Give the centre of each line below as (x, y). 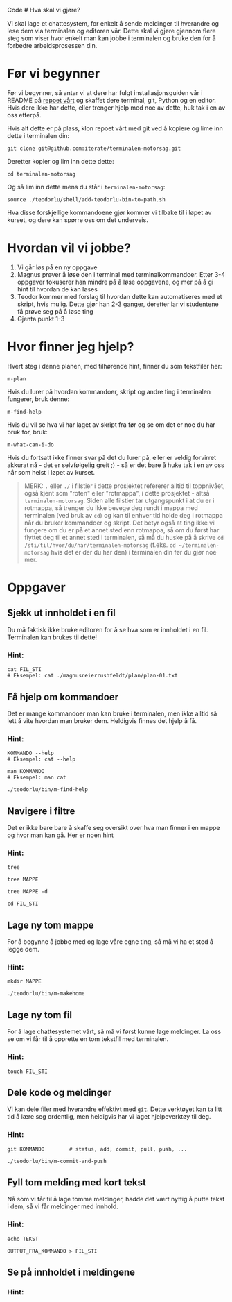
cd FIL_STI (23, 904)
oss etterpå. (24, 115)
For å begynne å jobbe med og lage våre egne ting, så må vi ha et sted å (110, 942)
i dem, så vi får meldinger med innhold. (63, 1206)
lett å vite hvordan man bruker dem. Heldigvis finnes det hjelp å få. (102, 720)
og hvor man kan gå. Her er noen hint (61, 835)
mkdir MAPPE (24, 981)
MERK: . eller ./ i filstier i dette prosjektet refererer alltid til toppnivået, (124, 486)
